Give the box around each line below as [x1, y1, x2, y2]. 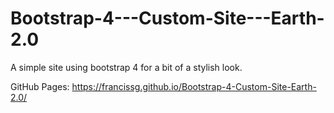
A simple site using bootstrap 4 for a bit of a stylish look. [10, 61, 243, 73]
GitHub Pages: [10, 80, 70, 92]
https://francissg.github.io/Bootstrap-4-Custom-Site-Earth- [71, 80, 317, 92]
